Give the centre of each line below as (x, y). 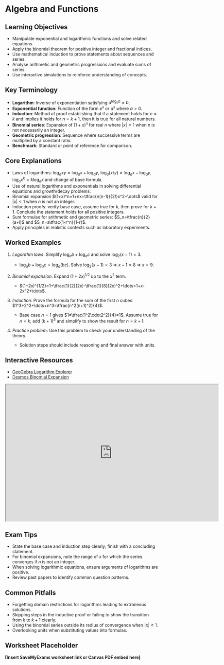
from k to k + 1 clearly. (34, 620)
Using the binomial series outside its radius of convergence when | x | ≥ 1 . (85, 625)
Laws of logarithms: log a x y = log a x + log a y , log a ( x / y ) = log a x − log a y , (82, 173)
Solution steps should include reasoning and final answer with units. (87, 345)
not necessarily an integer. (39, 130)
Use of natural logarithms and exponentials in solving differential (77, 186)
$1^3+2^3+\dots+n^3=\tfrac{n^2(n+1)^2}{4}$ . (58, 306)
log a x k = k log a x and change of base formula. (57, 180)
